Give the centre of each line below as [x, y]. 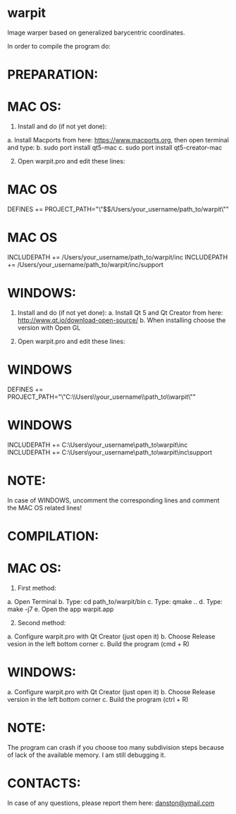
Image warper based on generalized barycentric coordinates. [96, 32]
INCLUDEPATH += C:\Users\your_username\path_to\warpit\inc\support [110, 452]
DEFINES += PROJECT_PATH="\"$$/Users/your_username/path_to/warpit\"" [118, 209]
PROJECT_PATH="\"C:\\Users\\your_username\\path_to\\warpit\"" [101, 397]
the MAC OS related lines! [45, 507]
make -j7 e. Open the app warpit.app [61, 609]
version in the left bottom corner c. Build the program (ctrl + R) [98, 699]
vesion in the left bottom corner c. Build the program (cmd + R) [99, 643]
